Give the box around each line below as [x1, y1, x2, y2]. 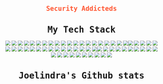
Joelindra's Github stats [18, 70, 145, 81]
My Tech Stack [47, 24, 116, 35]
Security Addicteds [46, 4, 117, 12]
